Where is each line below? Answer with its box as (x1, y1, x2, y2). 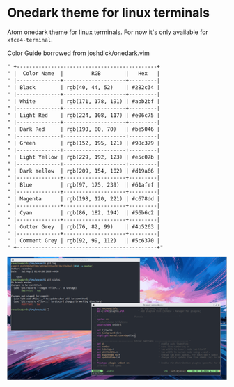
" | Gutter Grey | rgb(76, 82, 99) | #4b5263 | (7, 223, 160, 230)
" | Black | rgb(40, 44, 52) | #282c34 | (7, 84, 160, 91)
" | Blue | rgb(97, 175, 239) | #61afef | (7, 181, 160, 189)
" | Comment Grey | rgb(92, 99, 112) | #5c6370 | (7, 237, 160, 244)
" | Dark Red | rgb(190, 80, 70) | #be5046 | (7, 125, 160, 133)
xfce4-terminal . (7, 35, 54, 43)
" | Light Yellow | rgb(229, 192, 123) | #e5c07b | (7, 153, 160, 161)
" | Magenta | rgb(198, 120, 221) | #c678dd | (7, 195, 160, 203)
